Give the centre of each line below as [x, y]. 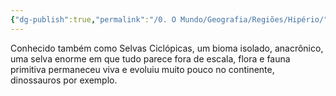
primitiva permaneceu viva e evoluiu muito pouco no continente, [142, 69]
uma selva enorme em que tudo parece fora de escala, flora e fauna [150, 58]
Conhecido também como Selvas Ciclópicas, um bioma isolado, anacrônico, [167, 48]
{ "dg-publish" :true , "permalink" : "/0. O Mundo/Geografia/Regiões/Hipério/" [169, 19]
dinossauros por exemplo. [64, 80]
